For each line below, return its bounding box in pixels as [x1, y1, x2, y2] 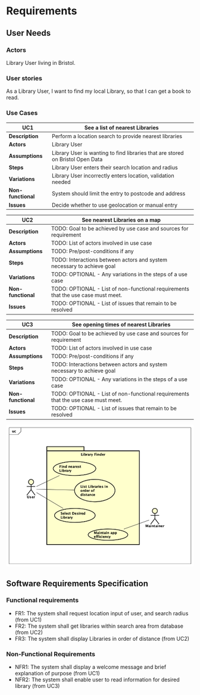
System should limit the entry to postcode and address [51, 189, 186, 197]
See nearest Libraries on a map [82, 216, 161, 223]
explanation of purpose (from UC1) [14, 670, 100, 677]
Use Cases [6, 109, 38, 117]
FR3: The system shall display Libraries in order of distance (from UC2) [14, 635, 189, 642]
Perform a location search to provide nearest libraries [51, 133, 183, 140]
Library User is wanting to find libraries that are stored [51, 149, 184, 156]
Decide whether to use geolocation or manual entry [51, 201, 177, 208]
